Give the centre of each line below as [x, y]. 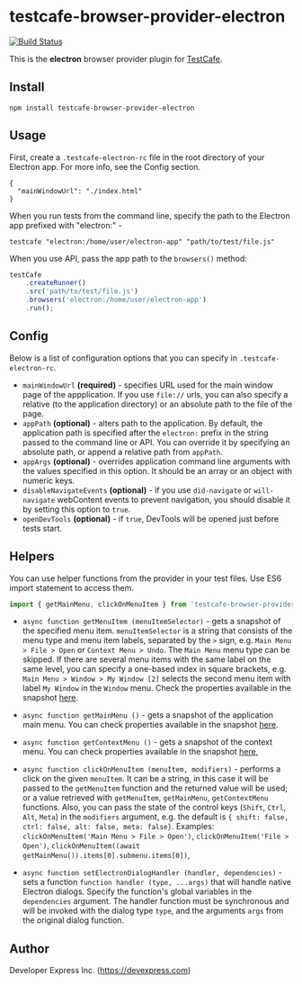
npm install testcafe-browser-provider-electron [102, 108]
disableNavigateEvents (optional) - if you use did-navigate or [137, 490]
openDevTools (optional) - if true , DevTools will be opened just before [151, 518]
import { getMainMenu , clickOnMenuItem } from [98, 604]
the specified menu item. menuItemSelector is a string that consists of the [157, 631]
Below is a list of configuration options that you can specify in [124, 358]
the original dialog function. [73, 920]
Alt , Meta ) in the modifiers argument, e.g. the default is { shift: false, [155, 817]
